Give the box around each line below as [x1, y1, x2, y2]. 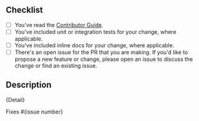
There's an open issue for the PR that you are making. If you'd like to [14, 49, 189, 56]
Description [6, 80, 52, 90]
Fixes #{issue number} [6, 107, 63, 115]
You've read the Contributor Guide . [14, 21, 104, 28]
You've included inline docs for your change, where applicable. [14, 41, 174, 49]
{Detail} [6, 96, 25, 103]
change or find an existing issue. [14, 62, 98, 69]
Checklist [6, 5, 44, 15]
